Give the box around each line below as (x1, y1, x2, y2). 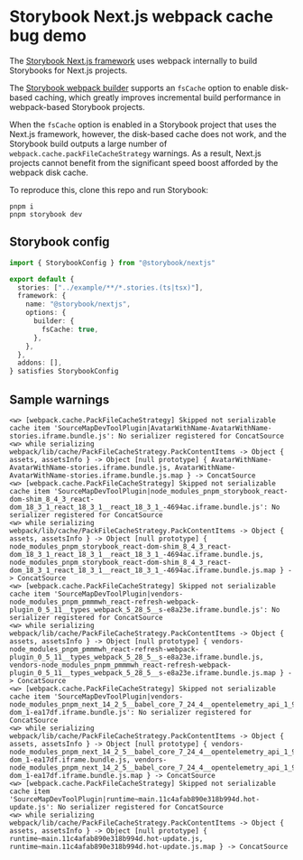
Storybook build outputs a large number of (9, 138, 168, 149)
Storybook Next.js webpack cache (9, 6, 273, 27)
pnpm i (9, 201, 34, 211)
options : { (25, 309, 67, 318)
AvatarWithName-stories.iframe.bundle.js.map (9, 471, 183, 480)
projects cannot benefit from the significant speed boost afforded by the (9, 157, 279, 168)
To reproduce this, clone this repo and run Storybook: (9, 184, 209, 195)
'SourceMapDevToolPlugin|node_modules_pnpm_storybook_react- (53, 486, 289, 495)
